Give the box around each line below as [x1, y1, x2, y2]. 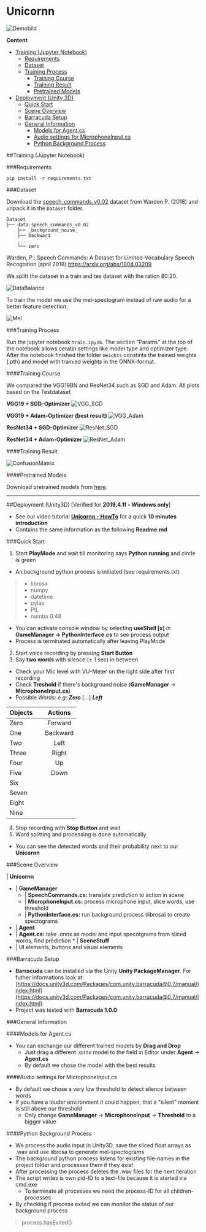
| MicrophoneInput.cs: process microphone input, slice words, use [24, 898, 195, 905]
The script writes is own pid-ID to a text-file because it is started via [15, 1174, 187, 1182]
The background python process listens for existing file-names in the [15, 1155, 190, 1162]
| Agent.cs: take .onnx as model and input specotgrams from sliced [15, 930, 187, 937]
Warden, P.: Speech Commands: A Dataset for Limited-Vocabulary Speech [6, 253, 195, 261]
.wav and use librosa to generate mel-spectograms [15, 1148, 145, 1155]
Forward [47, 718, 72, 727]
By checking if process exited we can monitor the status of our [15, 1200, 174, 1207]
